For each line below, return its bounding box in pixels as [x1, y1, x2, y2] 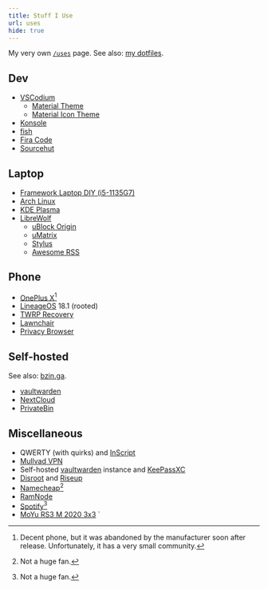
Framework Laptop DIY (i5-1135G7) [19, 188, 136, 197]
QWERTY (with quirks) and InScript [19, 448, 136, 457]
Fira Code [19, 135, 53, 144]
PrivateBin [19, 404, 54, 413]
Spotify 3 [19, 500, 48, 511]
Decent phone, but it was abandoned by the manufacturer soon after [19, 532, 246, 543]
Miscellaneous [8, 426, 83, 440]
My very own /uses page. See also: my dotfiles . [8, 49, 164, 58]
